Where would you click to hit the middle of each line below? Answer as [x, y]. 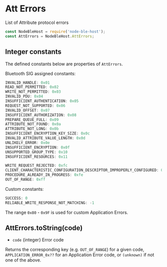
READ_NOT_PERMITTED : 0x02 [32, 87]
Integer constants [33, 52]
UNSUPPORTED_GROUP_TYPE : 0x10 [37, 152]
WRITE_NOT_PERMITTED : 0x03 [33, 92]
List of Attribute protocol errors [37, 22]
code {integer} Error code [38, 240]
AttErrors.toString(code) [44, 228]
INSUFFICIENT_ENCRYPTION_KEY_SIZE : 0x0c [48, 133]
